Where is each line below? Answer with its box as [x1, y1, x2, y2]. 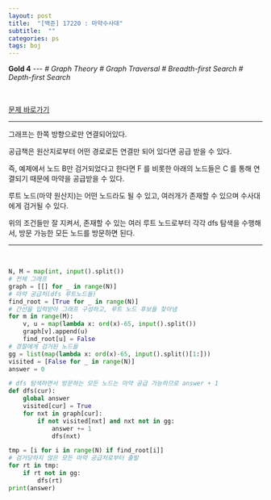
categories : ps [8, 34, 60, 43]
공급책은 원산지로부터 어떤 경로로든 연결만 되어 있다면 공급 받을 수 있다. [8, 147, 232, 156]
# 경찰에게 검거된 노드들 [8, 342, 79, 351]
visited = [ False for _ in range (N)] [8, 357, 135, 365]
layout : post [8, 11, 52, 20]
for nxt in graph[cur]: [23, 409, 103, 418]
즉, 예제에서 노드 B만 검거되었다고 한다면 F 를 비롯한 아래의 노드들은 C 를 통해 [8, 164, 252, 173]
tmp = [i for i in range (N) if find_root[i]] [8, 447, 164, 455]
